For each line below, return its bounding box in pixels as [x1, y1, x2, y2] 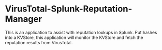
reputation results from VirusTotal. [5, 39, 73, 45]
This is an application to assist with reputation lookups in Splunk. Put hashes [5, 29, 157, 35]
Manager [5, 13, 42, 25]
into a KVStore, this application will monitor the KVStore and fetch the [5, 35, 144, 40]
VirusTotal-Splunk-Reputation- [5, 3, 133, 14]
